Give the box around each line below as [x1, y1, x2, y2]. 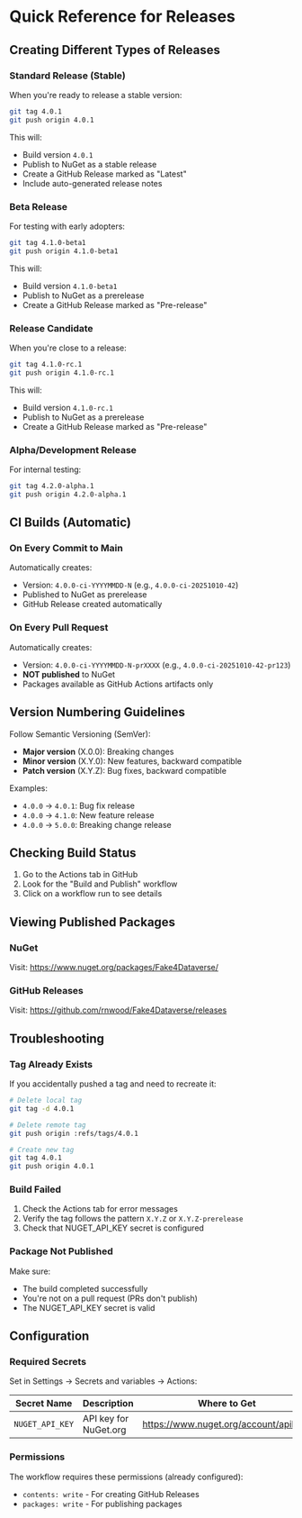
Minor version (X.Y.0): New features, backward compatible [22, 755, 243, 767]
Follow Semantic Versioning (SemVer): [9, 728, 151, 740]
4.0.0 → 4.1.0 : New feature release [22, 809, 155, 821]
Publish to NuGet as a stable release [22, 159, 157, 169]
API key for [82, 1413, 129, 1425]
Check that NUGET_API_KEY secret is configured [22, 1223, 205, 1233]
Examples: [9, 782, 48, 794]
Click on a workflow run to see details [22, 888, 163, 899]
